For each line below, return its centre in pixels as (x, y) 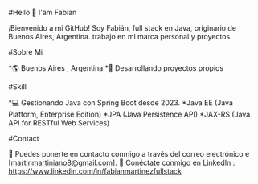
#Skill (17, 87)
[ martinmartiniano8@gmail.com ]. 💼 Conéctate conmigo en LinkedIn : (122, 162)
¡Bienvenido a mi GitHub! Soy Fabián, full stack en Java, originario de (123, 28)
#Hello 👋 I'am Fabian (43, 12)
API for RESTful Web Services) (59, 123)
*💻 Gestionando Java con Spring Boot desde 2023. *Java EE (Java (121, 103)
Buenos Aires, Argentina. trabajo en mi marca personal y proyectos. (120, 37)
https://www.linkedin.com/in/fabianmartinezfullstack (95, 171)
